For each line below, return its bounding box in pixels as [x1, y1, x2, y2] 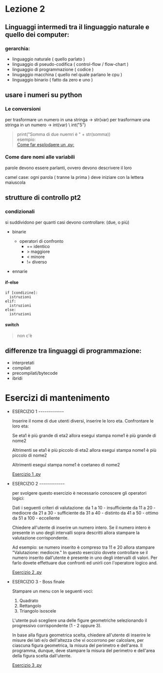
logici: [12, 495, 24, 501]
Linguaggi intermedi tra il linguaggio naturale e [5, 23, 150, 31]
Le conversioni [5, 106, 41, 113]
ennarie [12, 268, 28, 274]
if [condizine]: [5, 290, 38, 295]
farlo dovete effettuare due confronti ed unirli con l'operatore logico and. [12, 559, 158, 566]
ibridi [12, 375, 23, 381]
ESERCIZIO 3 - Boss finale [12, 578, 65, 584]
